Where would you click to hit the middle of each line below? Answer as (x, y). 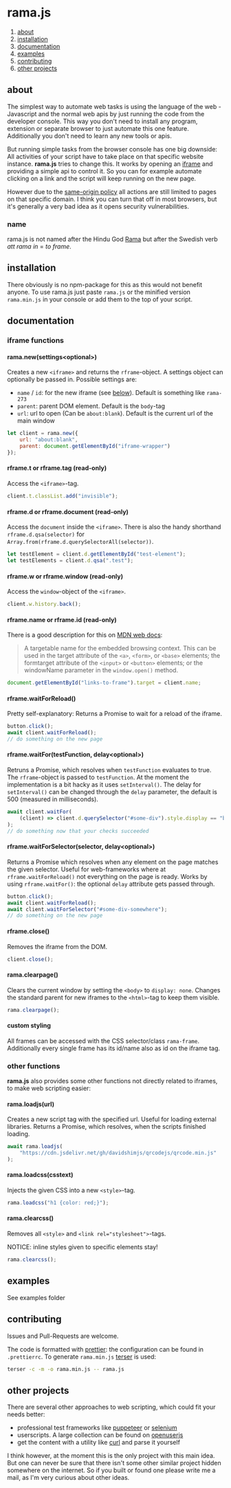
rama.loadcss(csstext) (40, 1175)
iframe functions (35, 341)
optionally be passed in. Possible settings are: (72, 379)
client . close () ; (30, 959)
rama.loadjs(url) (31, 1104)
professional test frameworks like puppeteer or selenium (97, 1428)
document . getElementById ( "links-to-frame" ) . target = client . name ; (104, 683)
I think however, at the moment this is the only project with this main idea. (111, 1456)
